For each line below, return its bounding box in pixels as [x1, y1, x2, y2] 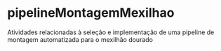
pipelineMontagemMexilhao [7, 5, 175, 21]
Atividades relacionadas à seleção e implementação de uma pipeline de [7, 28, 215, 36]
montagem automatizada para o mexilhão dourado [7, 35, 153, 43]
